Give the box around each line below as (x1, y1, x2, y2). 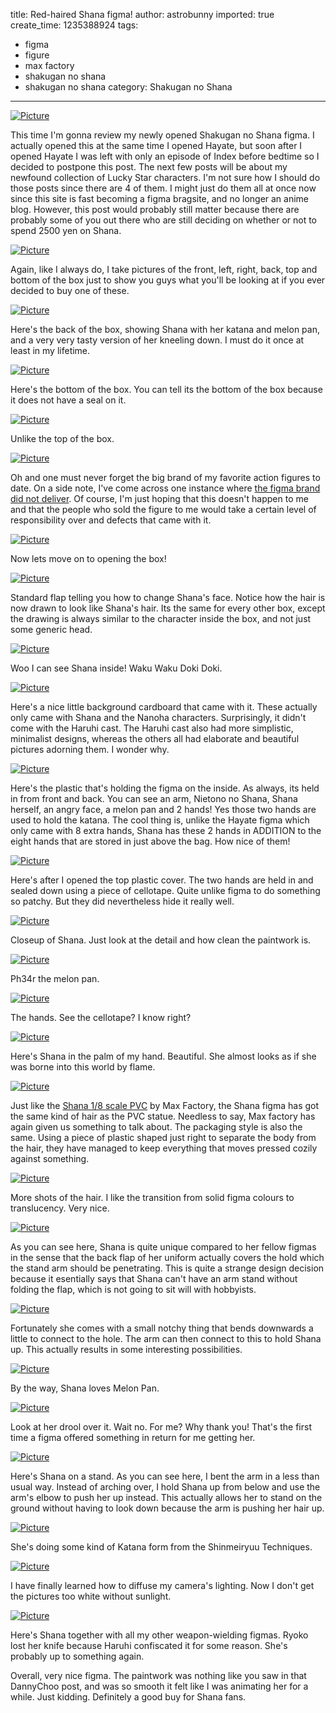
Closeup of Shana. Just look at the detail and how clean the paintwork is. (10, 934, 312, 946)
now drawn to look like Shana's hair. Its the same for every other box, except (10, 602, 326, 614)
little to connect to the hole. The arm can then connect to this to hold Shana (10, 1333, 322, 1344)
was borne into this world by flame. (10, 1061, 156, 1073)
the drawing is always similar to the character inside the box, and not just (10, 613, 312, 624)
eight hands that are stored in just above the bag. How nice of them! (10, 835, 291, 847)
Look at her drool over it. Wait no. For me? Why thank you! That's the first (10, 1421, 313, 1433)
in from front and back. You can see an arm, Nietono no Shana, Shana (10, 793, 298, 804)
